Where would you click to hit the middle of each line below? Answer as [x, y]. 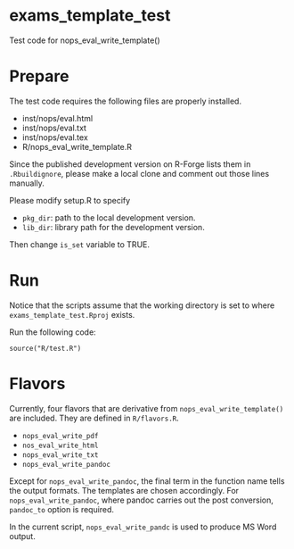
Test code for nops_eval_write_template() [85, 40]
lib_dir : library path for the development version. [113, 227]
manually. [27, 183]
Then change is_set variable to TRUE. [79, 244]
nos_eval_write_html [60, 445]
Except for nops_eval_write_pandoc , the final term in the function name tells [147, 481]
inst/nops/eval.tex [55, 137]
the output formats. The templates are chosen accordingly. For [124, 490]
